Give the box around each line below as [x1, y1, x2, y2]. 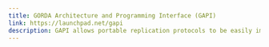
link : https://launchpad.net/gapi [8, 19, 124, 27]
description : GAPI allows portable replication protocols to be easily [8, 26, 252, 34]
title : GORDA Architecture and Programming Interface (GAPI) [8, 11, 217, 20]
